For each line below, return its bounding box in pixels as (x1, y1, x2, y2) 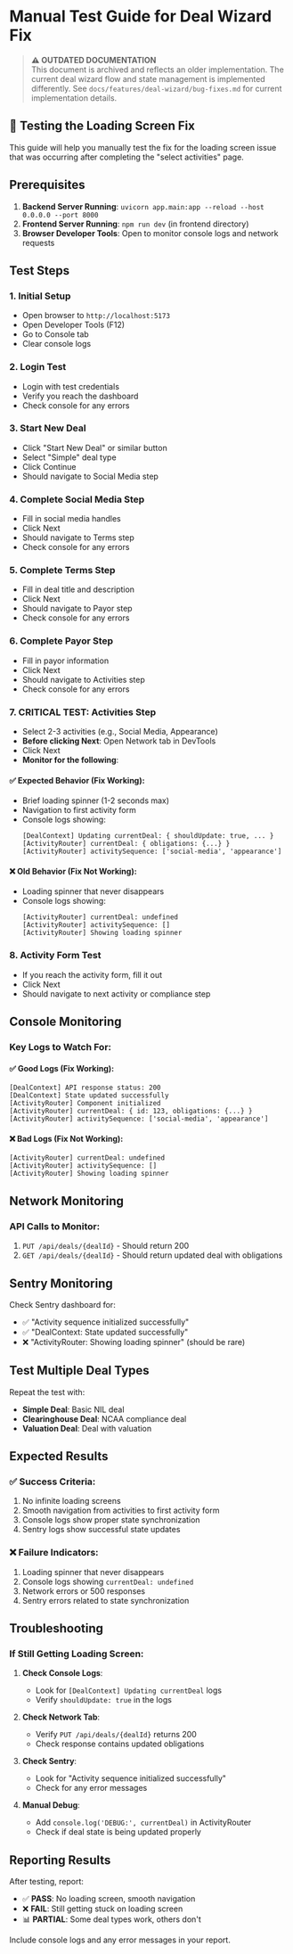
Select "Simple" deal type (21, 452, 118, 463)
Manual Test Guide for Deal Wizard (9, 6, 273, 27)
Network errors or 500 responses (21, 1585, 145, 1597)
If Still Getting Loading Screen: (9, 1647, 144, 1660)
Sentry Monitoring (9, 1276, 113, 1291)
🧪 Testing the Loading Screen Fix (9, 119, 196, 134)
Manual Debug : (21, 1800, 80, 1810)
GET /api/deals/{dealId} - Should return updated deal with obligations (21, 1250, 283, 1260)
